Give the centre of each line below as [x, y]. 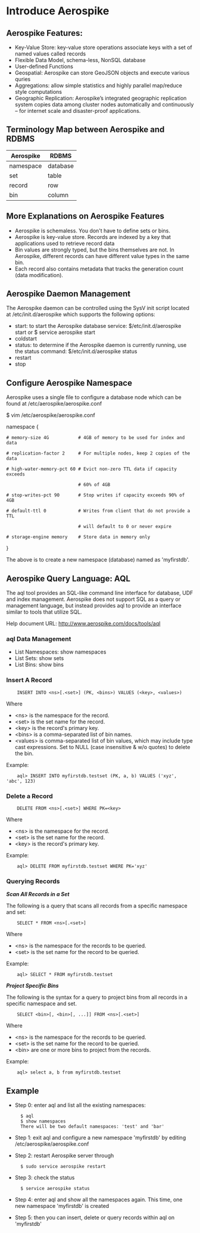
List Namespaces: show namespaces [60, 652]
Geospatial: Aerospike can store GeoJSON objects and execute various [102, 73]
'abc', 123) [21, 781]
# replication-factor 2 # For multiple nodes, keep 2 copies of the [98, 453]
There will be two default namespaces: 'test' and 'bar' [93, 1127]
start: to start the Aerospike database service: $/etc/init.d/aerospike [98, 326]
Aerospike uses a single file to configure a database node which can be [94, 397]
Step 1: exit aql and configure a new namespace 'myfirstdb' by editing [100, 1138]
